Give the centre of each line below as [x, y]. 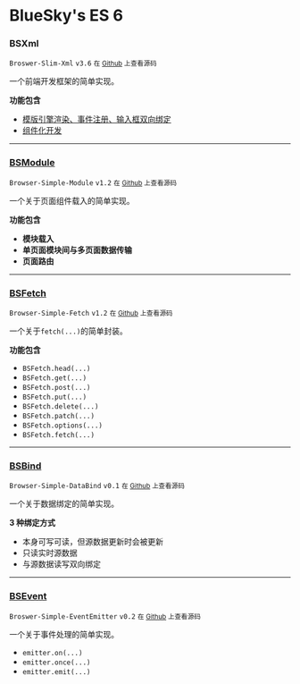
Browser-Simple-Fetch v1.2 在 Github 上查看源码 [91, 314]
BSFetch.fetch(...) [58, 435]
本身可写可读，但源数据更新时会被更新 [92, 542]
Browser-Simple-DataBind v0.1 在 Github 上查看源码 [97, 486]
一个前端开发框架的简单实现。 [64, 81]
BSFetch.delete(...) [60, 407]
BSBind [25, 466]
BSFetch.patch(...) [58, 417]
